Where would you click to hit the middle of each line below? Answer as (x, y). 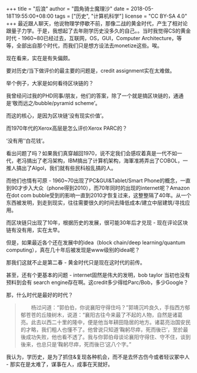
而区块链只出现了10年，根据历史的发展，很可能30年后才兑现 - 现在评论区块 (97, 223)
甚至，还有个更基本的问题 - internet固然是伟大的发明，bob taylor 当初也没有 (98, 275)
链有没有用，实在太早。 (34, 230)
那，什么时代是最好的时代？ (40, 295)
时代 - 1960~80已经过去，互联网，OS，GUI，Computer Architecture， (91, 38)
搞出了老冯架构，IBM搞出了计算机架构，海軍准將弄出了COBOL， (105, 161)
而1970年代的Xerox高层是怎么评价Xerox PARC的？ (67, 128)
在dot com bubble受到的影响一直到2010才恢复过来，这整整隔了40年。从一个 (99, 195)
